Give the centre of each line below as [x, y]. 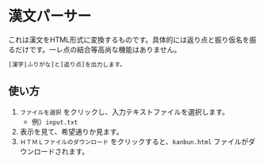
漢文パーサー [50, 16]
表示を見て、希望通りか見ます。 [71, 131]
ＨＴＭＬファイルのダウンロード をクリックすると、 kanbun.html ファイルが [134, 141]
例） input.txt [55, 121]
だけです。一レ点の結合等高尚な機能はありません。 [98, 49]
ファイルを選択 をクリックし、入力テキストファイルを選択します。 [124, 112]
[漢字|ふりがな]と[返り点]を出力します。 [67, 64]
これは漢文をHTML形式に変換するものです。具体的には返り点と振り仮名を [129, 40]
